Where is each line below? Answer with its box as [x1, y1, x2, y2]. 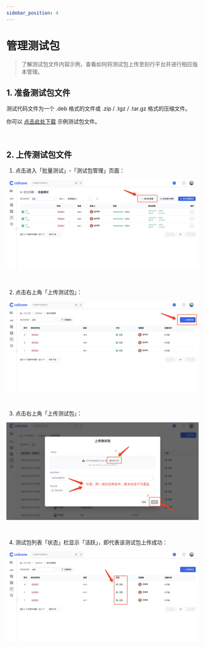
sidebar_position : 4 [6, 10, 59, 16]
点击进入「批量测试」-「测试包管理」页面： [15, 167, 125, 174]
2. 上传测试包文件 [6, 149, 72, 160]
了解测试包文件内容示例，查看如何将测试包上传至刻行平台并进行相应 [21, 60, 193, 67]
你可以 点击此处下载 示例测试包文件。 [6, 118, 101, 125]
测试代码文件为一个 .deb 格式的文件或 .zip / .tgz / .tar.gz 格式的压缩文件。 [6, 105, 191, 113]
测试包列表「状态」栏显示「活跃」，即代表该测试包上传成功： [15, 539, 168, 546]
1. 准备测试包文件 [6, 88, 71, 98]
